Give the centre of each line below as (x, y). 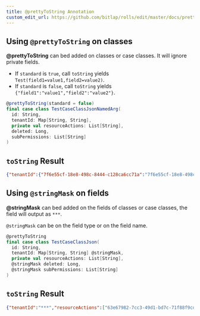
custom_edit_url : (28, 17)
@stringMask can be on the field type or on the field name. (77, 225)
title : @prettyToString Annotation (50, 12)
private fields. (23, 62)
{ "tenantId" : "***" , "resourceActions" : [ (56, 308)
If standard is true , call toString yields (62, 74)
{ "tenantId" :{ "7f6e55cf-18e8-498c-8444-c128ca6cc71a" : (76, 175)
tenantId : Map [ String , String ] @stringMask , (68, 253)
